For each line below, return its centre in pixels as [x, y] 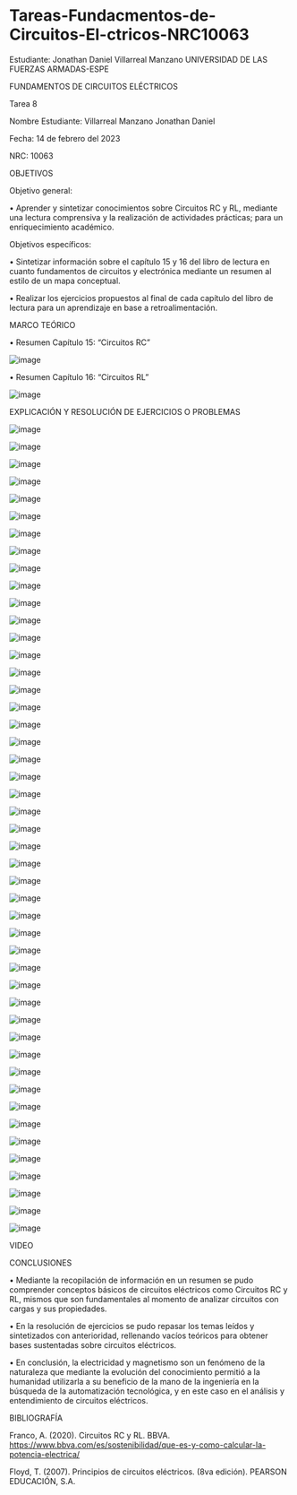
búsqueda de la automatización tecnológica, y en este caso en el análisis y [147, 1391]
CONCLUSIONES [41, 1262]
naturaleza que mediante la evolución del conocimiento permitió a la [135, 1371]
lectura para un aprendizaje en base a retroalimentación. [114, 307]
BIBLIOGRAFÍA [36, 1418]
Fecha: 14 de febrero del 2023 [65, 138]
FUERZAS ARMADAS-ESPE [59, 69]
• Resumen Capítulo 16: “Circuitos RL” [79, 376]
